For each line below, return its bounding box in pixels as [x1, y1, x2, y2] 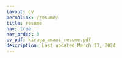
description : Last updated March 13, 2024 [6, 43, 116, 49]
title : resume [6, 20, 43, 26]
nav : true [6, 25, 32, 32]
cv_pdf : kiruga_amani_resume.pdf [6, 37, 91, 43]
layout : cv [6, 8, 34, 15]
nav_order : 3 [6, 31, 40, 37]
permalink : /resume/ [6, 14, 59, 21]
